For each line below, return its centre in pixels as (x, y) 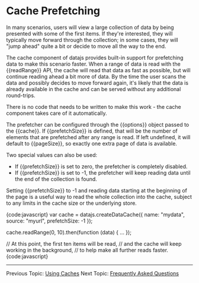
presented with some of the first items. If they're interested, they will (89, 33)
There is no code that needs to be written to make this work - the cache (94, 107)
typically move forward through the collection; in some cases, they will (92, 40)
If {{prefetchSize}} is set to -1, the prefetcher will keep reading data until (102, 172)
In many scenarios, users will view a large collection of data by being (90, 27)
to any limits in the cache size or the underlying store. (72, 203)
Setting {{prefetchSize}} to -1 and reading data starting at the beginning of (97, 190)
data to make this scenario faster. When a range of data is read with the (93, 64)
